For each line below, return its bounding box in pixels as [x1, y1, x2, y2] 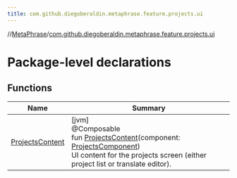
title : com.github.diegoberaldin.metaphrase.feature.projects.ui [7, 10, 203, 18]
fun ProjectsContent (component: [71, 132, 181, 142]
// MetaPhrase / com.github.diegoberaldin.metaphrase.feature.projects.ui [7, 30, 215, 38]
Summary [131, 103, 166, 113]
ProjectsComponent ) [71, 141, 141, 151]
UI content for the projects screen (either [71, 150, 207, 160]
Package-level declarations [7, 54, 171, 70]
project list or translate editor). [71, 159, 171, 169]
